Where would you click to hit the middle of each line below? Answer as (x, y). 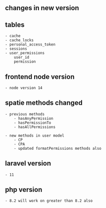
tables (15, 25)
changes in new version (42, 8)
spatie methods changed (44, 103)
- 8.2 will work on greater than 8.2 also (49, 201)
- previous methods (25, 114)
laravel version (28, 163)
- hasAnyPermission (34, 118)
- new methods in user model (35, 136)
